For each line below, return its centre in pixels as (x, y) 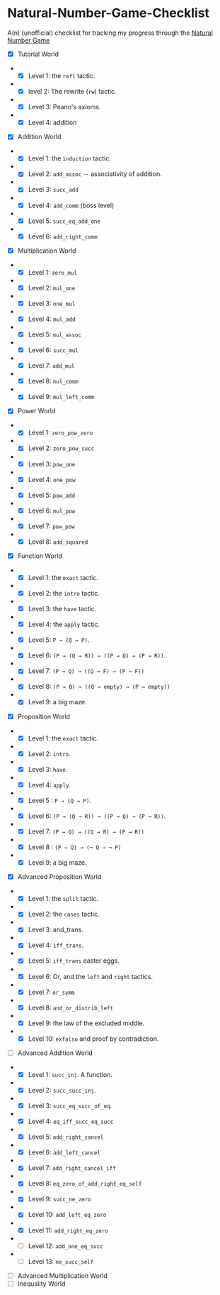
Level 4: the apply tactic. (64, 624)
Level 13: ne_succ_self (61, 1261)
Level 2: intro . (49, 753)
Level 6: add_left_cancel (64, 1152)
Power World (36, 411)
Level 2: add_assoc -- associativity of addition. (95, 174)
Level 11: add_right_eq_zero (68, 1230)
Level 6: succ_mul (53, 350)
